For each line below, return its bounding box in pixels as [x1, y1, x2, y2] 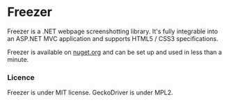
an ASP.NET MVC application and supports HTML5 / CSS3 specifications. [7, 34, 219, 42]
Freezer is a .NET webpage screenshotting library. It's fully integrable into [7, 27, 218, 35]
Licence [7, 72, 35, 82]
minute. [7, 55, 29, 63]
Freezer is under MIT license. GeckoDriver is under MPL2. [7, 88, 173, 97]
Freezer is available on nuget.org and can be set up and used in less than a [7, 48, 223, 56]
